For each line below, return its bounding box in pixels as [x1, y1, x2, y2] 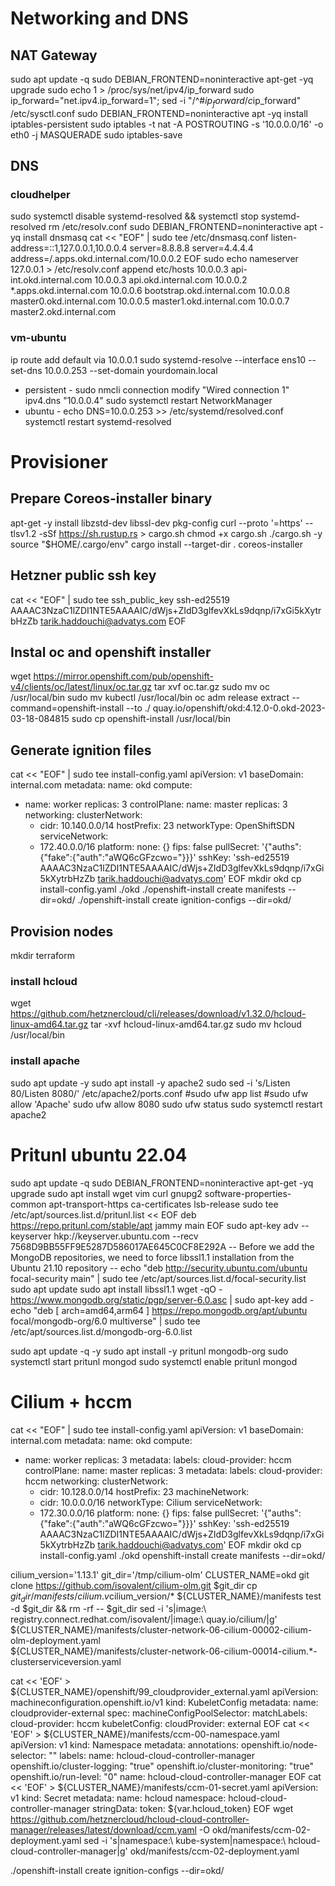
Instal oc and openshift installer [10, 643, 212, 661]
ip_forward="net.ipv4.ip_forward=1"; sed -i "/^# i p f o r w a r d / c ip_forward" [10, 95, 302, 109]
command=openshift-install [10, 702, 125, 714]
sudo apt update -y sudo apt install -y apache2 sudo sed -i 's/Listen [10, 1077, 291, 1089]
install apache [10, 1054, 81, 1068]
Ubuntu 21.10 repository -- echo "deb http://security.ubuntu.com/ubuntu [10, 1262, 308, 1274]
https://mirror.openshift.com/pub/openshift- [33, 670, 214, 682]
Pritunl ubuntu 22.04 [10, 1143, 188, 1166]
